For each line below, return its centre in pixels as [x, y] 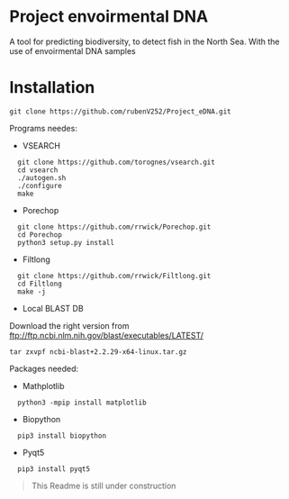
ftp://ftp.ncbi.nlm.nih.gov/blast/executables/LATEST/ [107, 335]
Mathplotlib [43, 386]
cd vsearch [38, 170]
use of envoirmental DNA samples [73, 50]
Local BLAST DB [53, 308]
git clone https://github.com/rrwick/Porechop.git [114, 227]
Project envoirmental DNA [109, 17]
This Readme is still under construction [104, 485]
